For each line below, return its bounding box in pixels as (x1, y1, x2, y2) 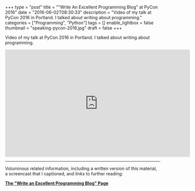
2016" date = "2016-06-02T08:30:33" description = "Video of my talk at (5, 9, 152, 15)
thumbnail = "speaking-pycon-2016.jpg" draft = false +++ (5, 25, 122, 31)
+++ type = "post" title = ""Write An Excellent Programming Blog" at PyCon (5, 4, 158, 10)
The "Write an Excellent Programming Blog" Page (5, 180, 109, 186)
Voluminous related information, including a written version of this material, (5, 165, 158, 171)
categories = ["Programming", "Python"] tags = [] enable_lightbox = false (5, 20, 154, 26)
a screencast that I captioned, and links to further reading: (5, 171, 123, 176)
